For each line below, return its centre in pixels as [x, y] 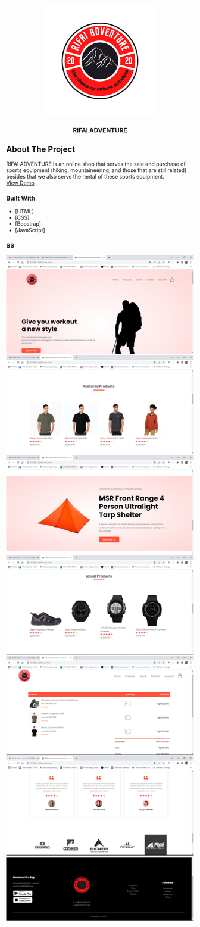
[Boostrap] [28, 224]
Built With [21, 198]
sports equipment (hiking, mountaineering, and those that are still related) [96, 170]
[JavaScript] [30, 230]
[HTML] [24, 211]
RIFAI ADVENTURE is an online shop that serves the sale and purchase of [96, 164]
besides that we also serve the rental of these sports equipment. [85, 176]
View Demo [20, 183]
